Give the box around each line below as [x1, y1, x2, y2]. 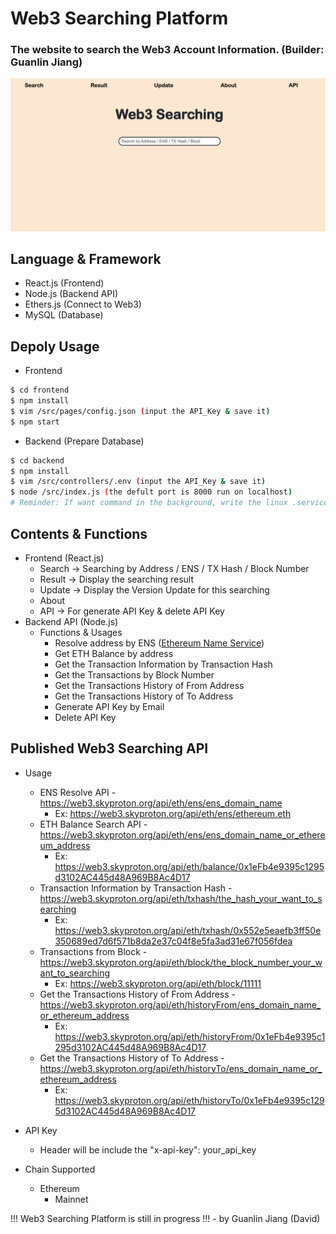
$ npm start [10, 417, 60, 427]
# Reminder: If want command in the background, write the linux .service [10, 498, 329, 508]
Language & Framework [10, 251, 162, 267]
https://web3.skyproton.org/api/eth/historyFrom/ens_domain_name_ [39, 998, 322, 1011]
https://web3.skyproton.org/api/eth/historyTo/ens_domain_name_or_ [39, 1062, 323, 1074]
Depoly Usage [10, 338, 100, 355]
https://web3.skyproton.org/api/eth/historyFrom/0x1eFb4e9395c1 [54, 1030, 326, 1042]
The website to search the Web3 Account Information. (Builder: [10, 43, 325, 57]
